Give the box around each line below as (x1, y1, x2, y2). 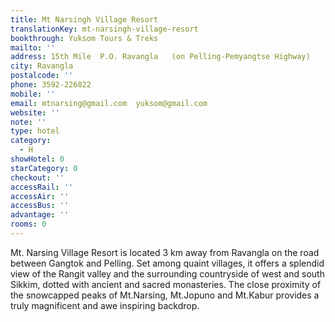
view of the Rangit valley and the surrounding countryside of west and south (10, 267, 325, 280)
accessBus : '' (10, 201, 70, 211)
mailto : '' (10, 42, 56, 53)
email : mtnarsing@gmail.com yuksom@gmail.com (10, 98, 208, 108)
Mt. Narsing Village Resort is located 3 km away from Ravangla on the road (10, 246, 320, 258)
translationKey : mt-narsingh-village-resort (10, 24, 199, 34)
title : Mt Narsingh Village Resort (10, 14, 159, 25)
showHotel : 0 (10, 154, 65, 164)
